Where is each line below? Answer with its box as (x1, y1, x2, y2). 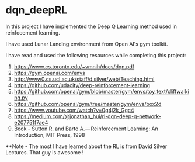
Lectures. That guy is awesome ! (5, 149, 84, 156)
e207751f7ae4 (13, 119, 48, 126)
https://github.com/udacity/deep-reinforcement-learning (13, 81, 150, 88)
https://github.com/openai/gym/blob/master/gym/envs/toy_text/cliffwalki (13, 88, 189, 95)
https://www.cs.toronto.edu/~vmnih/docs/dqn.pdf (13, 63, 135, 70)
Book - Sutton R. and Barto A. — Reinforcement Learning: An (13, 125, 158, 132)
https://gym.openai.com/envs (13, 69, 85, 76)
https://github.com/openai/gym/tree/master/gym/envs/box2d (13, 100, 162, 107)
